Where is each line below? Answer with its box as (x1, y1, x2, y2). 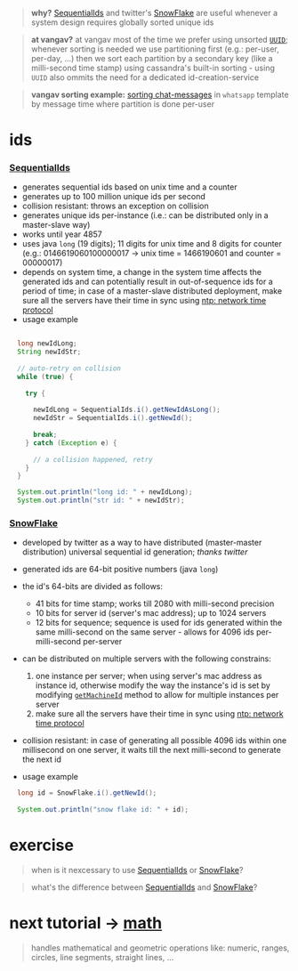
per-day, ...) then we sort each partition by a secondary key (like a (30, 53, 273, 63)
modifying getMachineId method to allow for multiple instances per (35, 690, 279, 700)
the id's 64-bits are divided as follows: (21, 581, 163, 592)
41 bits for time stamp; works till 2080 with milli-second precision (35, 598, 275, 609)
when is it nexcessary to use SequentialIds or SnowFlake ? (30, 864, 244, 875)
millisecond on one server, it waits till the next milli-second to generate (21, 745, 282, 756)
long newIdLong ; (17, 339, 77, 348)
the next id (21, 754, 62, 765)
